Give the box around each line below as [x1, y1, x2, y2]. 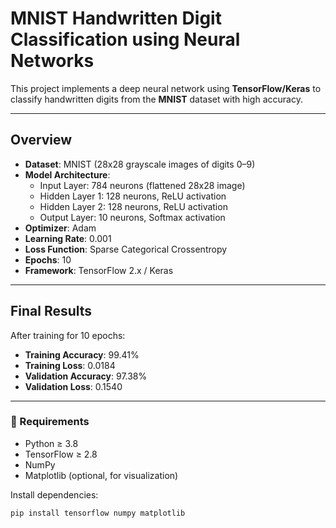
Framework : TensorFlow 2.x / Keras [24, 264, 174, 276]
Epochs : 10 [24, 253, 72, 266]
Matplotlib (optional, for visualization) [24, 469, 179, 481]
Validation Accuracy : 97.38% [24, 370, 148, 382]
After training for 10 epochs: [10, 329, 126, 341]
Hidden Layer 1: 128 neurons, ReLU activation [39, 190, 227, 202]
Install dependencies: [10, 488, 99, 501]
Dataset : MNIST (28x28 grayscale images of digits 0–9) [24, 158, 256, 170]
